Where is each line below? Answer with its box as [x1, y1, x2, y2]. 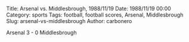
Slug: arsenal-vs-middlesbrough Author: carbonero [6, 18, 132, 24]
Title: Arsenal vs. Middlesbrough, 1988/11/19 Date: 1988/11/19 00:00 [6, 5, 171, 12]
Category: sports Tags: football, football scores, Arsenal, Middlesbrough [6, 11, 184, 18]
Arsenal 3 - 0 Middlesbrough [6, 29, 77, 36]
